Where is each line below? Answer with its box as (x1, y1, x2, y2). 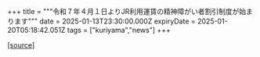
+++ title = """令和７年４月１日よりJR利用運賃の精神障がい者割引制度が (7, 7, 240, 16)
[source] (7, 41, 35, 49)
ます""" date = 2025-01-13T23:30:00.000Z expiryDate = (13, 16, 197, 26)
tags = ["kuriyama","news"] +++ (67, 26, 172, 34)
